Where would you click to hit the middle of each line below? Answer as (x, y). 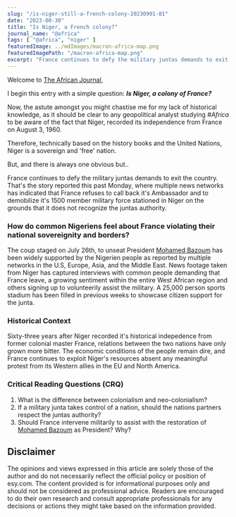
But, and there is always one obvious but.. (68, 164)
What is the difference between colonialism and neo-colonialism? (112, 399)
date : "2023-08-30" (36, 20)
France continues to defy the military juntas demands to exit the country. (113, 177)
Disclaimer (31, 452)
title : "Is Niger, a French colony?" (63, 27)
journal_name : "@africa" (44, 33)
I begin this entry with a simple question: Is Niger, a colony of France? (110, 93)
